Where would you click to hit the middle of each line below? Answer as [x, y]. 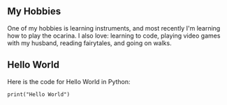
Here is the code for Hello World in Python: [69, 81]
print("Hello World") [39, 94]
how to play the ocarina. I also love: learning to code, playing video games [114, 35]
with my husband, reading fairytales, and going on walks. [90, 43]
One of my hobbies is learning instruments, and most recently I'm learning [114, 28]
